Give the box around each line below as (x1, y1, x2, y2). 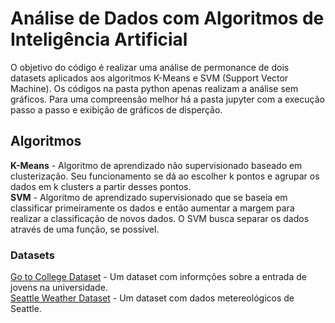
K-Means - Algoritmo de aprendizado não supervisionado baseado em (10, 159, 303, 171)
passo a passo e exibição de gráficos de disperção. (10, 103, 223, 116)
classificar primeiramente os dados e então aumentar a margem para (10, 202, 295, 214)
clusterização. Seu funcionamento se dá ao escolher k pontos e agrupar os (10, 170, 320, 182)
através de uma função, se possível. (10, 223, 160, 235)
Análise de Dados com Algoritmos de (10, 7, 325, 30)
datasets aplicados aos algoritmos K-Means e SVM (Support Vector (10, 72, 289, 84)
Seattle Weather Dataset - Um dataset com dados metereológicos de (10, 292, 295, 304)
